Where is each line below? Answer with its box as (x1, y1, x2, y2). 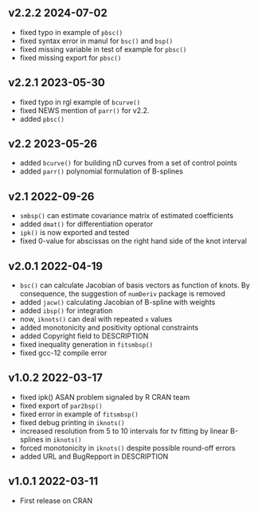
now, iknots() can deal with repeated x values (19, 315, 173, 324)
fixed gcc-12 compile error (19, 348, 107, 358)
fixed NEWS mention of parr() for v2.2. (19, 105, 150, 115)
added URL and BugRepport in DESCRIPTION (19, 451, 169, 461)
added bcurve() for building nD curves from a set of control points (19, 158, 237, 168)
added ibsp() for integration (19, 306, 113, 315)
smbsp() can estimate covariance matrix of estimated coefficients (19, 211, 233, 221)
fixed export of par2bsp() (19, 401, 103, 410)
